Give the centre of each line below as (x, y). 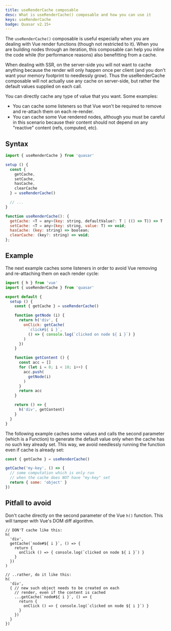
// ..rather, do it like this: (38, 574)
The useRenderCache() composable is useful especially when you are (77, 39)
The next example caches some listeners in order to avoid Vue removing (81, 268)
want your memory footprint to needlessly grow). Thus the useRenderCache (85, 76)
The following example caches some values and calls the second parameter (85, 433)
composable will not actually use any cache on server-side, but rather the (82, 81)
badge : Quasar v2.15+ (28, 24)
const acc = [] (35, 363)
